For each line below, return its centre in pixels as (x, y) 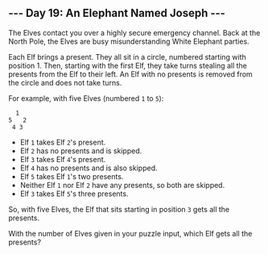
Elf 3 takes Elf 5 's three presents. (74, 194)
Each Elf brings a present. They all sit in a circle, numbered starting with (128, 56)
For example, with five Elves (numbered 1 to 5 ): (86, 98)
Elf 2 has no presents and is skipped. (81, 150)
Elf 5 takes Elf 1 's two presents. (72, 176)
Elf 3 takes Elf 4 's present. (63, 159)
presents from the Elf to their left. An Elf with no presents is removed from (131, 74)
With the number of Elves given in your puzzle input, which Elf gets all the (130, 233)
